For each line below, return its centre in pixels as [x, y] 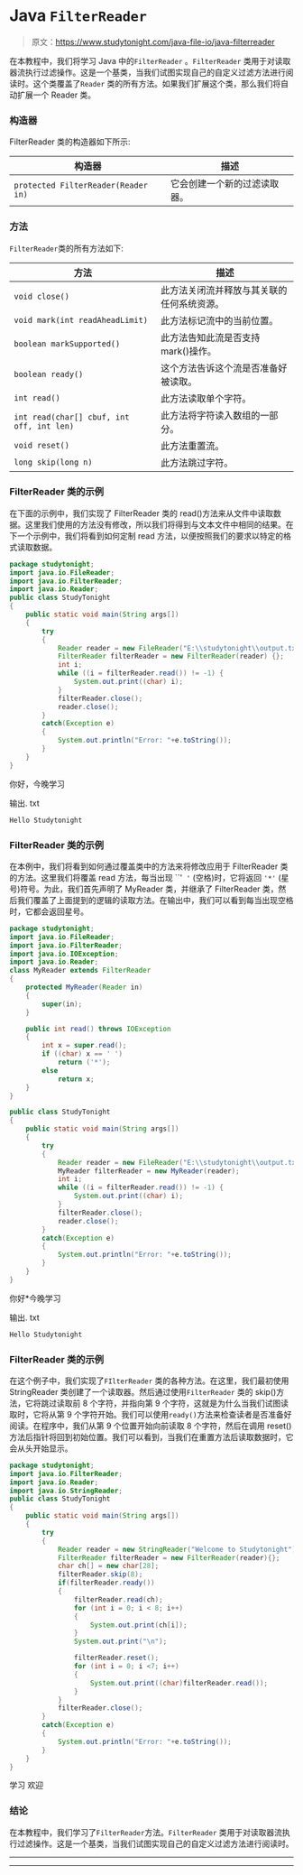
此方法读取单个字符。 [206, 398]
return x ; [76, 1079]
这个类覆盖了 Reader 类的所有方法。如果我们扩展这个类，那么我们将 [157, 83]
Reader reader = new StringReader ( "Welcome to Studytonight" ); [179, 1549]
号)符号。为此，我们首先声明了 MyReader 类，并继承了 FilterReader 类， [144, 889]
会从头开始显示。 [41, 1448]
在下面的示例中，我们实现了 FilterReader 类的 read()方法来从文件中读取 [142, 513]
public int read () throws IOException [98, 1029]
